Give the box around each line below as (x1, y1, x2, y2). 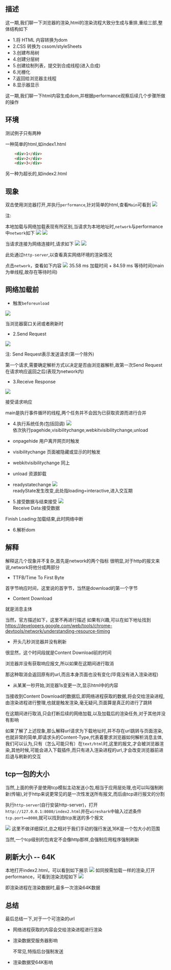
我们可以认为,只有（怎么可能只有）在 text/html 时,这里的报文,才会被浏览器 (5, 740, 160, 746)
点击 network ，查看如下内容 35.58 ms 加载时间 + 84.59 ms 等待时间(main (5, 263, 164, 269)
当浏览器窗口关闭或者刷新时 (5, 320, 64, 327)
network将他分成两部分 (11, 564, 60, 570)
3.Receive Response (12, 379, 56, 385)
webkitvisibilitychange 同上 (12, 460, 70, 466)
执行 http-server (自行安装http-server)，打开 (5, 802, 98, 808)
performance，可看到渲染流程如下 (5, 874, 78, 880)
